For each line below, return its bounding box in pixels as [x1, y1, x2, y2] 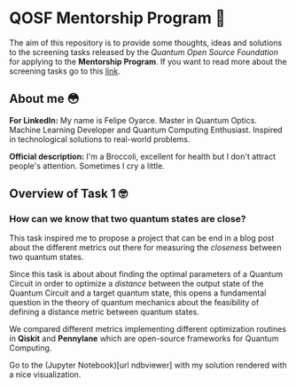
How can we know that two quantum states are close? [9, 213, 246, 225]
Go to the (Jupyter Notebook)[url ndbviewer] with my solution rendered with [9, 359, 288, 371]
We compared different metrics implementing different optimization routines [9, 324, 286, 335]
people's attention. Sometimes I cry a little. [9, 160, 166, 171]
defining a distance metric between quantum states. [9, 306, 199, 318]
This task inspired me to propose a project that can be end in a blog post [9, 233, 275, 243]
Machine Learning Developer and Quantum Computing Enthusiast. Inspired [9, 124, 283, 135]
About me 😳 [9, 91, 80, 107]
